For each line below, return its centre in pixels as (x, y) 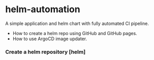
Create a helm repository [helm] (45, 52)
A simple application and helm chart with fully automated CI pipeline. (77, 23)
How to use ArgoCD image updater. (50, 39)
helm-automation (43, 9)
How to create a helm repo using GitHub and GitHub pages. (75, 33)
